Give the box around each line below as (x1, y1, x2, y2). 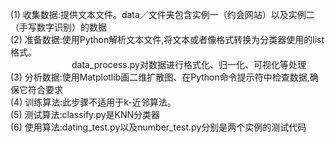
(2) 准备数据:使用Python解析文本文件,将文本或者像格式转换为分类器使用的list (10, 34, 325, 45)
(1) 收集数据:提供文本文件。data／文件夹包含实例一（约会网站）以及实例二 (10, 9, 315, 20)
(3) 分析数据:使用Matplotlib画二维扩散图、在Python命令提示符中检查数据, (10, 71, 310, 83)
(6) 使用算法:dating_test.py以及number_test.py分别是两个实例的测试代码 (10, 121, 307, 133)
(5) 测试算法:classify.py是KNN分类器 (10, 109, 161, 120)
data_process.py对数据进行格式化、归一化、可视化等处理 (71, 59, 307, 70)
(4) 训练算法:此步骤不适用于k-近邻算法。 (10, 96, 177, 108)
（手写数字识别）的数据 (10, 21, 107, 33)
